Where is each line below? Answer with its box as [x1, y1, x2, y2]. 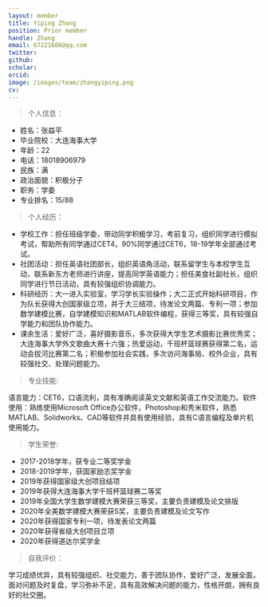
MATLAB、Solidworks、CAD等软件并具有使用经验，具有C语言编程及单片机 [8, 412, 254, 423]
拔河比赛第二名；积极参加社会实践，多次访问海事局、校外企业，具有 [33, 349, 258, 359]
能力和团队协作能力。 [26, 319, 97, 329]
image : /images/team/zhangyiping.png [8, 78, 134, 86]
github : [8, 57, 34, 65]
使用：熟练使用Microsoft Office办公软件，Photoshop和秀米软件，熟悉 [8, 403, 237, 412]
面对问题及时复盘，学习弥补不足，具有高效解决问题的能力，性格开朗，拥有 [8, 580, 253, 590]
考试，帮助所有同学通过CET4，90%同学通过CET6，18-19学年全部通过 [19, 239, 250, 249]
